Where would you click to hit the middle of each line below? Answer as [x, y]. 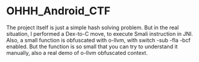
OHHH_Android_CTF [58, 11]
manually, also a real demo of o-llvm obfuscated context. [77, 52]
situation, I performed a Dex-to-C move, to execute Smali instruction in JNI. [100, 33]
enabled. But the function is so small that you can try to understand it [92, 46]
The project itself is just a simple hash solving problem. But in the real [93, 27]
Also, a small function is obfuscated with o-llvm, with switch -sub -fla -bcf [99, 40]
